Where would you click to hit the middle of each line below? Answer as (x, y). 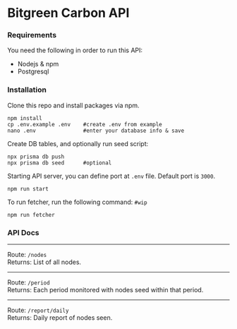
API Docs (23, 232)
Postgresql (33, 71)
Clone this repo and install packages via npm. (73, 105)
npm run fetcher (31, 215)
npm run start (28, 189)
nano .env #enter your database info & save (96, 131)
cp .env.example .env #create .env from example (85, 124)
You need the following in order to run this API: (75, 50)
